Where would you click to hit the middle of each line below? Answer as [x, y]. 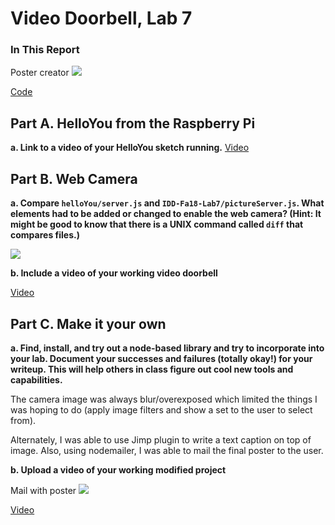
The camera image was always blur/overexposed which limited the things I [164, 399]
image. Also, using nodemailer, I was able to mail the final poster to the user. [167, 450]
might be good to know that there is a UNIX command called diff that [157, 224]
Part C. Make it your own [88, 323]
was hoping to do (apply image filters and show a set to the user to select [161, 409]
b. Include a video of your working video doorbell [114, 273]
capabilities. [36, 379]
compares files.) [45, 235]
